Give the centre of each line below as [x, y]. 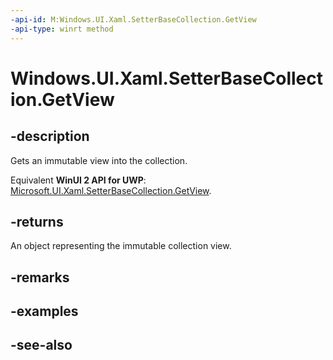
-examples [44, 311]
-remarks [40, 277]
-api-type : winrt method [62, 29]
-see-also [41, 345]
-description [50, 136]
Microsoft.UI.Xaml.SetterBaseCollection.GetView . [111, 190]
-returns [37, 221]
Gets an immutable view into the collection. [99, 160]
